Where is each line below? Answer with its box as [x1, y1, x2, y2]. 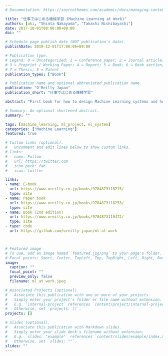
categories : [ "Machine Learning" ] [5, 126, 77, 132]
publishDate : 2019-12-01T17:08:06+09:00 [5, 44, 91, 49]
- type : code [5, 224, 32, 229]
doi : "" [5, 31, 21, 36]
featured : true [5, 131, 37, 136]
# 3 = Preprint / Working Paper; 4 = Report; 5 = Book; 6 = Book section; [5, 62, 164, 68]
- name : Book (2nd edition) [5, 210, 64, 215]
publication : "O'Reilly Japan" [5, 86, 70, 91]
